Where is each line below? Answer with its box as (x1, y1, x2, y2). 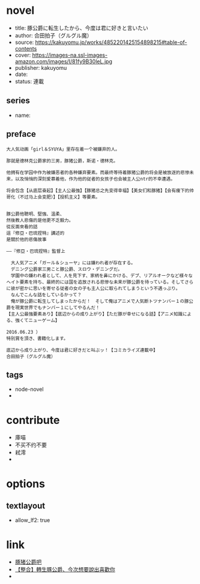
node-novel (14, 386, 44, 393)
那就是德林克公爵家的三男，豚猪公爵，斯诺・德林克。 (6, 158, 118, 164)
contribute (6, 413, 60, 427)
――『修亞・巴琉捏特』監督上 (6, 248, 66, 254)
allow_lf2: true (14, 517, 50, 524)
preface (6, 129, 36, 139)
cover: (14, 51, 31, 58)
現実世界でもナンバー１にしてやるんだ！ (14, 305, 100, 311)
